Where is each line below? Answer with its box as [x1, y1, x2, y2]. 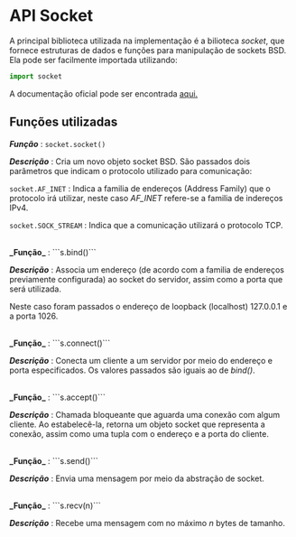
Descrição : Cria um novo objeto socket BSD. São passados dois [9, 155, 251, 167]
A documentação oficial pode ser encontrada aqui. [9, 88, 199, 99]
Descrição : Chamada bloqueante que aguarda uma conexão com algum [9, 409, 281, 420]
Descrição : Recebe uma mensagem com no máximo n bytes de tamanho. [9, 517, 286, 528]
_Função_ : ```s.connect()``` [9, 338, 111, 348]
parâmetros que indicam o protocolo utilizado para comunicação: [9, 165, 253, 176]
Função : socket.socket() [9, 138, 106, 149]
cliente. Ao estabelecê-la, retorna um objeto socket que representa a [9, 419, 266, 430]
